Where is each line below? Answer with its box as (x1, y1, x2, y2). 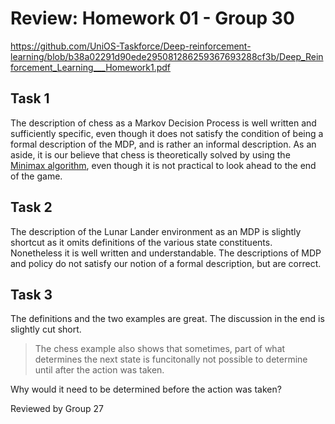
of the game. (10, 170, 63, 182)
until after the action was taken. (34, 364, 165, 376)
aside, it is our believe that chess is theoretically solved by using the (10, 148, 291, 161)
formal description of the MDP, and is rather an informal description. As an (10, 138, 317, 150)
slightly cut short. (10, 323, 82, 336)
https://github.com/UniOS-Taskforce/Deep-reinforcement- (10, 40, 252, 52)
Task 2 (10, 199, 53, 216)
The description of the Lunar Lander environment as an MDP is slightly (10, 225, 302, 237)
